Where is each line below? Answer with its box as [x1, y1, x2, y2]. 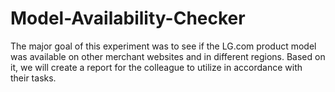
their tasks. [10, 72, 57, 84]
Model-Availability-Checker [10, 7, 246, 30]
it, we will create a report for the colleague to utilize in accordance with [10, 61, 303, 73]
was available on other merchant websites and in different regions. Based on [10, 50, 326, 62]
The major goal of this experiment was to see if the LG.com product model [10, 40, 317, 52]
